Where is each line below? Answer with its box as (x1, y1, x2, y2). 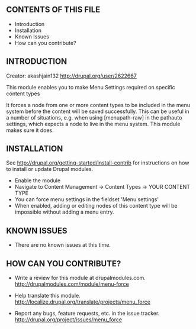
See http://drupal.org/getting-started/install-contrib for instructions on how (6, 159, 189, 166)
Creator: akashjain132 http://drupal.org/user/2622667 (6, 72, 137, 79)
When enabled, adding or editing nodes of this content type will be (14, 202, 178, 209)
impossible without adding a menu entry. (14, 208, 114, 215)
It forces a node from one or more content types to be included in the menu (6, 101, 191, 108)
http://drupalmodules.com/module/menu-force (14, 280, 129, 288)
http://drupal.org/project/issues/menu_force (14, 316, 123, 323)
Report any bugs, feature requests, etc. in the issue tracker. (14, 310, 160, 317)
